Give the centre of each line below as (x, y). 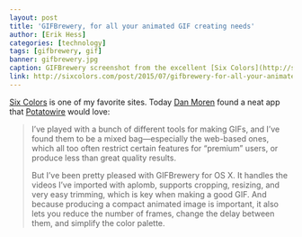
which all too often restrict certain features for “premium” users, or (155, 148)
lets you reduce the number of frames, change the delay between (153, 214)
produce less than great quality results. (104, 158)
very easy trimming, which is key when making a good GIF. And (149, 194)
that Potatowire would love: (60, 111)
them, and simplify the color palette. (98, 223)
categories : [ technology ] (58, 43)
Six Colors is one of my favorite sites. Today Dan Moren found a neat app (145, 102)
